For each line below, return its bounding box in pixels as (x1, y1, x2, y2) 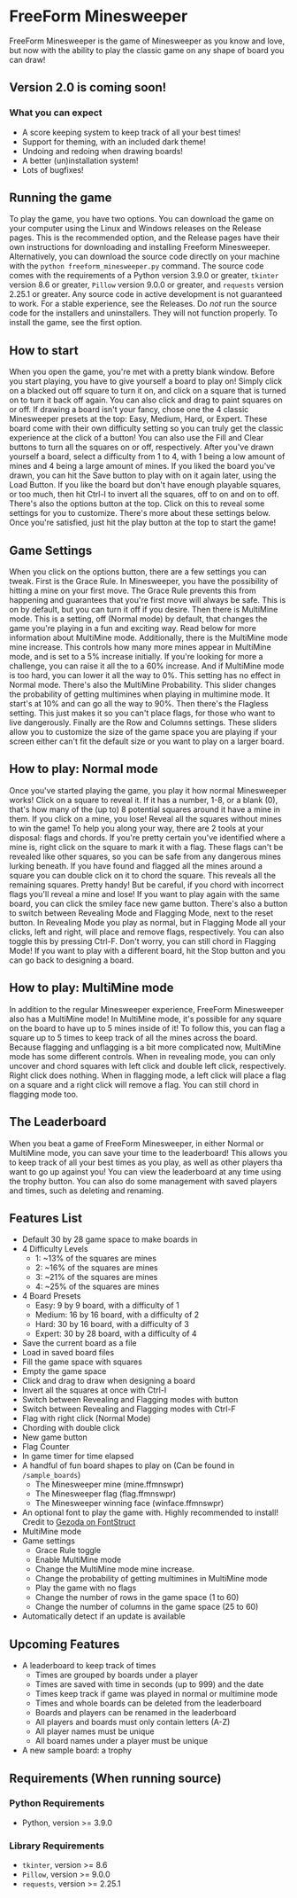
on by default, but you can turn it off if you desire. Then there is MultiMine (9, 605, 278, 615)
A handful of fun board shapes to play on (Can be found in (21, 1460, 235, 1471)
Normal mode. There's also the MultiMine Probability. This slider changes (9, 680, 277, 691)
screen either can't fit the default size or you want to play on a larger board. (9, 736, 285, 746)
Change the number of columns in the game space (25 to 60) (34, 1602, 259, 1613)
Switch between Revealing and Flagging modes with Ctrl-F (21, 1403, 236, 1415)
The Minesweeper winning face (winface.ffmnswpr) (34, 1498, 225, 1509)
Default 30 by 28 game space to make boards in (21, 1234, 198, 1245)
